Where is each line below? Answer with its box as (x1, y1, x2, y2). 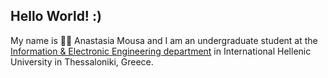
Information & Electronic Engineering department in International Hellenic (10, 45, 312, 57)
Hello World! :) (10, 8, 102, 25)
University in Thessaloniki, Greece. (10, 55, 154, 68)
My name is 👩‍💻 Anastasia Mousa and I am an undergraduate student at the (10, 34, 318, 46)
